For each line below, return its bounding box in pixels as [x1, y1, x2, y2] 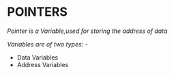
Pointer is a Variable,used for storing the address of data [7, 27, 168, 35]
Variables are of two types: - [7, 40, 89, 48]
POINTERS [7, 4, 68, 20]
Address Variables [16, 60, 69, 69]
